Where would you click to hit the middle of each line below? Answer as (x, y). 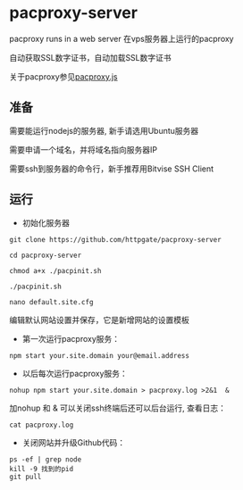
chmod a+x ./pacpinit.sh (55, 270)
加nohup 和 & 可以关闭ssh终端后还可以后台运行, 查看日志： (117, 408)
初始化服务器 (46, 222)
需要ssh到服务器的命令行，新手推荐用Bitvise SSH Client (112, 169)
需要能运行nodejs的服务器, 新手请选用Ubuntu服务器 (104, 130)
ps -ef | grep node (46, 459)
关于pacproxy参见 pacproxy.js (63, 76)
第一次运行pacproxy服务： (71, 338)
